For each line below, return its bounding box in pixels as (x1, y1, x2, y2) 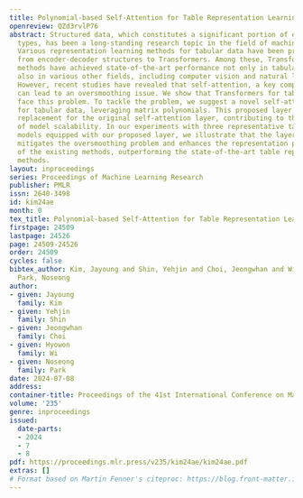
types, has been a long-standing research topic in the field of (17, 38, 269, 48)
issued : (9, 416, 39, 425)
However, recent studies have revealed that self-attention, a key (17, 80, 277, 89)
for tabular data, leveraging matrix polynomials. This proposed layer (17, 106, 293, 115)
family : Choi (17, 332, 67, 341)
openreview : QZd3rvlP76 (9, 22, 99, 31)
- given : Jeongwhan (9, 324, 83, 333)
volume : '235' (9, 399, 63, 409)
